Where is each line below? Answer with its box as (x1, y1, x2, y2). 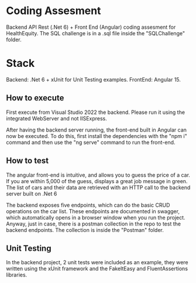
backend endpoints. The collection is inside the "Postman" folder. (6, 226, 164, 233)
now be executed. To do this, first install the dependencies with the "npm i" (6, 132, 187, 139)
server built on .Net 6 (6, 190, 57, 197)
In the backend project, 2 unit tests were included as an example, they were (6, 259, 188, 266)
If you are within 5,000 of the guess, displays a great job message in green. (6, 177, 188, 184)
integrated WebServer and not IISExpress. (6, 114, 107, 122)
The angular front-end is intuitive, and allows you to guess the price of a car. (6, 171, 190, 178)
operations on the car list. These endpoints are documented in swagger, (6, 207, 180, 215)
